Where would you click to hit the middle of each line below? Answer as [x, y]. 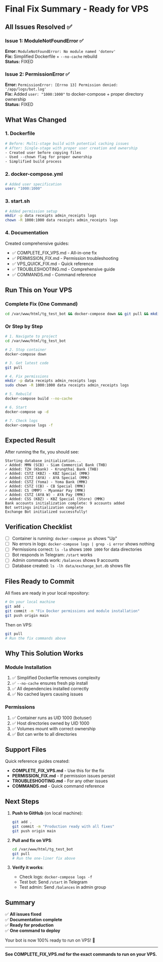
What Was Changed [36, 120]
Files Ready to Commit [40, 581]
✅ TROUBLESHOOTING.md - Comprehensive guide [64, 269]
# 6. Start [16, 407]
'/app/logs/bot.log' [26, 89]
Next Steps [22, 802]
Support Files [26, 750]
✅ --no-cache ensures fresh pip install [50, 683]
